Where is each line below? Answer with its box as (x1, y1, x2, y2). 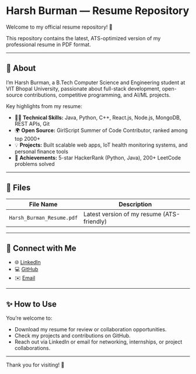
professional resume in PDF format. (6, 41, 92, 48)
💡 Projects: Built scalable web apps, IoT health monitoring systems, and (14, 141, 188, 148)
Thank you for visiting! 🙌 (6, 361, 65, 369)
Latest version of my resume (83, 210, 162, 218)
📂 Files (6, 183, 31, 193)
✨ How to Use (6, 299, 57, 309)
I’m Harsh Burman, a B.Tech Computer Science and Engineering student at (6, 79, 185, 86)
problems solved (14, 160, 55, 167)
